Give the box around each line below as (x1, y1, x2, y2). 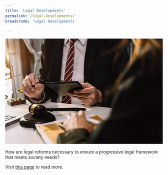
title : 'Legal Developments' (5, 8, 66, 13)
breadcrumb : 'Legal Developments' (5, 19, 77, 24)
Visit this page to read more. (5, 163, 63, 170)
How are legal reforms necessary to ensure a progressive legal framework (5, 148, 158, 155)
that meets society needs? (5, 154, 60, 160)
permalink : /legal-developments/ (5, 13, 75, 19)
